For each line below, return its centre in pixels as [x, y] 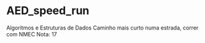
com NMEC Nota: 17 [32, 34]
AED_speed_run [48, 11]
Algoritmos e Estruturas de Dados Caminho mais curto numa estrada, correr [102, 28]
